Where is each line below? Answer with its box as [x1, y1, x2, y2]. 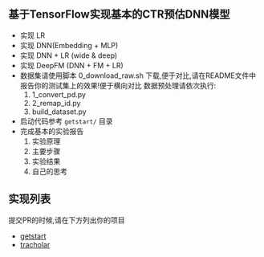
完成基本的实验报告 [19, 126, 84, 136]
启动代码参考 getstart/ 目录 [19, 116, 114, 126]
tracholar [19, 239, 51, 249]
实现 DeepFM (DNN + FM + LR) [19, 60, 124, 70]
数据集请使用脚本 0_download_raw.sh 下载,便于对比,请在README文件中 [19, 71, 257, 80]
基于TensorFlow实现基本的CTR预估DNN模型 [8, 7, 230, 22]
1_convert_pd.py [31, 89, 87, 99]
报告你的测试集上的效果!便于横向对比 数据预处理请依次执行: [19, 80, 217, 90]
